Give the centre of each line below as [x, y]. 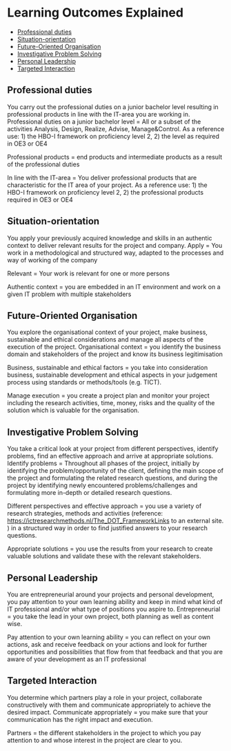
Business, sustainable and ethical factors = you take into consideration [108, 368]
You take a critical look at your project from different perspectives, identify [113, 449]
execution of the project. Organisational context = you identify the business [114, 347]
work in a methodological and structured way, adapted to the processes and [115, 253]
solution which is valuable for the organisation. [73, 410]
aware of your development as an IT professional [77, 659]
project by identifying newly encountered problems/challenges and [102, 485]
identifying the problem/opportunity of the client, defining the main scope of [115, 471]
